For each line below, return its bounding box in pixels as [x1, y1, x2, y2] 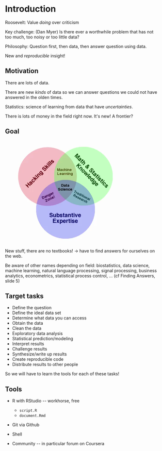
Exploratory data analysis [12, 331, 63, 336]
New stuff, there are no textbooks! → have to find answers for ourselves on [5, 248, 155, 253]
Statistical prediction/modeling [12, 336, 74, 342]
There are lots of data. [5, 80, 49, 85]
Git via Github [12, 422, 40, 428]
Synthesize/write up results [12, 351, 67, 357]
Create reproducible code [12, 356, 64, 362]
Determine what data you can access [12, 315, 87, 321]
